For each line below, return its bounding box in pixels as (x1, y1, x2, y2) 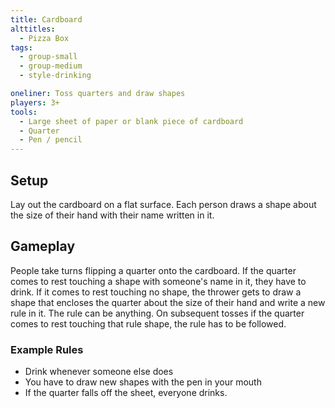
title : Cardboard (10, 14, 83, 25)
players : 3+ (10, 97, 60, 108)
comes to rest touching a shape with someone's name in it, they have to (10, 275, 307, 287)
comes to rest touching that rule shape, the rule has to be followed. (10, 317, 287, 330)
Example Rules (10, 342, 84, 356)
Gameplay (10, 238, 76, 255)
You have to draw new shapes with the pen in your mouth (24, 376, 262, 388)
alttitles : (10, 24, 56, 34)
